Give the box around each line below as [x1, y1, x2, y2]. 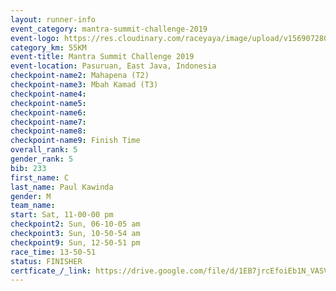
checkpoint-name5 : [10, 98, 87, 108]
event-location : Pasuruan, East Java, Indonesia [10, 61, 217, 71]
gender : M [10, 191, 52, 201]
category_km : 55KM [10, 42, 87, 53]
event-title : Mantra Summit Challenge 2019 [10, 52, 195, 62]
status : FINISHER [10, 256, 83, 266]
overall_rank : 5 [10, 145, 78, 155]
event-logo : [10, 33, 60, 43]
